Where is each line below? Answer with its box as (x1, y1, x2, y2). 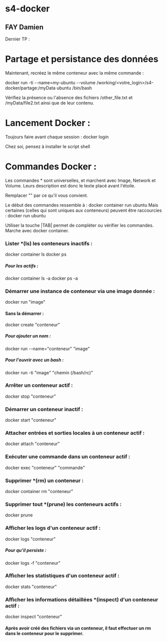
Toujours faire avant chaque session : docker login (5, 134, 109, 140)
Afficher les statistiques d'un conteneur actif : (5, 572, 120, 579)
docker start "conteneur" (5, 417, 56, 423)
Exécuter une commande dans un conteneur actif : (5, 453, 131, 460)
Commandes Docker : (5, 161, 97, 172)
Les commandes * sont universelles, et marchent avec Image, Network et (5, 177, 156, 183)
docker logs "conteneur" (5, 536, 56, 542)
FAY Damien (5, 23, 44, 31)
